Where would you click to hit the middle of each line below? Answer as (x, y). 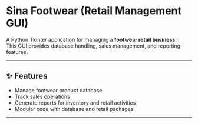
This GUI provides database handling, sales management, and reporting (93, 46)
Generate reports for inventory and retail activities (75, 103)
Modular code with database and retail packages (74, 109)
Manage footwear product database (58, 90)
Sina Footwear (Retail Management (94, 11)
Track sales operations (42, 96)
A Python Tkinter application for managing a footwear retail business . (91, 39)
